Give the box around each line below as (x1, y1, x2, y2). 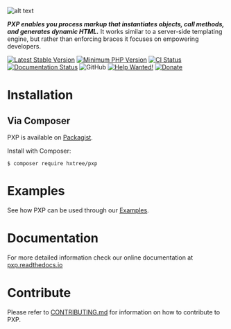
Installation (7, 87, 74, 103)
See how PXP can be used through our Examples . (7, 205, 149, 214)
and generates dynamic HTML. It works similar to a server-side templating (7, 28, 223, 35)
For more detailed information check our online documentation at (7, 253, 194, 262)
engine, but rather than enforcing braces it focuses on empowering (7, 35, 199, 43)
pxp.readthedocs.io (7, 260, 63, 269)
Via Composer (7, 115, 71, 126)
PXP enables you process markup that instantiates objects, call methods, (7, 20, 224, 28)
